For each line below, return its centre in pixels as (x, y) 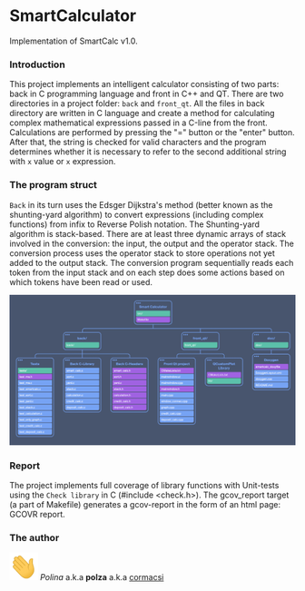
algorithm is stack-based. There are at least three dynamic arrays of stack (148, 233)
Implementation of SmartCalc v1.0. (74, 41)
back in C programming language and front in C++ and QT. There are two (147, 94)
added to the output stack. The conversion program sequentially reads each (152, 262)
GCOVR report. (37, 515)
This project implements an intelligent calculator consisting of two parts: (144, 84)
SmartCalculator (73, 16)
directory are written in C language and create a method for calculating (142, 113)
